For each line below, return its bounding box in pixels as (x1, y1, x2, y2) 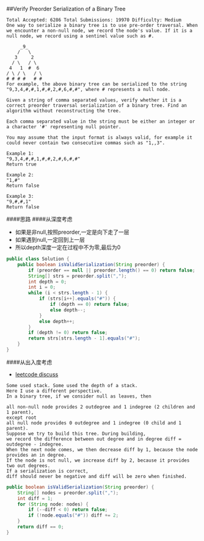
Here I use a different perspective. (6, 388, 103, 394)
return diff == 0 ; (17, 524, 64, 530)
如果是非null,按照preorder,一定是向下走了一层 (15, 228, 129, 236)
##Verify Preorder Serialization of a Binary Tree (6, 5, 126, 12)
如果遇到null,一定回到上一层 (15, 236, 86, 243)
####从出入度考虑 (6, 358, 53, 366)
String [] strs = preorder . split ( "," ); (28, 273, 127, 279)
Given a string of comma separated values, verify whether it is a (6, 97, 182, 103)
